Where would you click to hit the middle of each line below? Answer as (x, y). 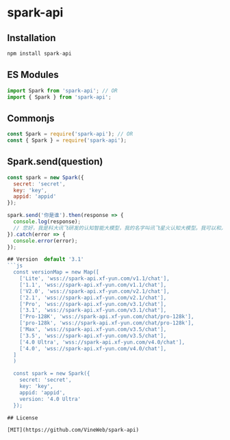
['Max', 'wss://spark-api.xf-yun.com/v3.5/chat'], (93, 330)
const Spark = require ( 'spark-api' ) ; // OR (70, 134)
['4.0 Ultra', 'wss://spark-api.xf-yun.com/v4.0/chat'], (102, 342)
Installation (31, 38)
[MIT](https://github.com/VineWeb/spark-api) (73, 430)
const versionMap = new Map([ (56, 272)
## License (23, 418)
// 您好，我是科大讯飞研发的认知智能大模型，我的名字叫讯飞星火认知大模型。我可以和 (117, 228)
